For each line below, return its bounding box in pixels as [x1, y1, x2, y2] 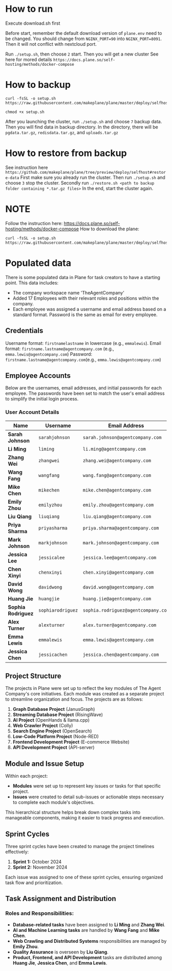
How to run [5, 3, 53, 15]
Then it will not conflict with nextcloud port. [5, 41, 97, 47]
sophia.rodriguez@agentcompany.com [82, 607, 170, 613]
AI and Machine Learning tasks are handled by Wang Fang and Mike [12, 927, 160, 933]
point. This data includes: [5, 280, 59, 286]
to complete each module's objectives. [12, 799, 95, 805]
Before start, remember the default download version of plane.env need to [5, 30, 162, 36]
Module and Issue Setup [5, 759, 84, 768]
